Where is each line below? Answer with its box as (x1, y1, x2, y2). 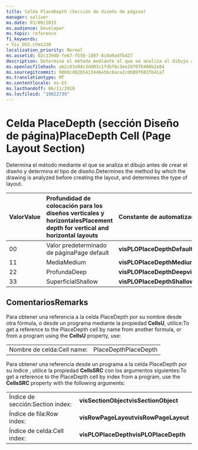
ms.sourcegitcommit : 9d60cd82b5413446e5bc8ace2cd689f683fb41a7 (6, 69, 165, 75)
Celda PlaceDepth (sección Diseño (6, 116, 180, 130)
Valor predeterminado (46, 241, 107, 249)
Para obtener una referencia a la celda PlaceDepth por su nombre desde (6, 313, 182, 320)
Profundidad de (46, 194, 91, 202)
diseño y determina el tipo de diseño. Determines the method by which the (6, 167, 186, 174)
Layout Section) (6, 141, 85, 155)
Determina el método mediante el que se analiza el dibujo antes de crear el (6, 161, 187, 169)
